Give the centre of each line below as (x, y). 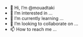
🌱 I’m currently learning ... (37, 18)
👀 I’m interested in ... (31, 13)
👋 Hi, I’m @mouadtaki (32, 8)
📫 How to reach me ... (33, 29)
